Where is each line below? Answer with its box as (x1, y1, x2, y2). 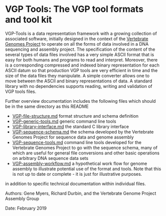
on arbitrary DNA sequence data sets (12, 155, 89, 161)
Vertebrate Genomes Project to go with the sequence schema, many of (12, 144, 158, 150)
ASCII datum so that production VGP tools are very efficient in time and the (5, 67, 158, 73)
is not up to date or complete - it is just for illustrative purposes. (12, 171, 142, 177)
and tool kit (5, 14, 52, 25)
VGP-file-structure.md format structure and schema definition (12, 113, 139, 119)
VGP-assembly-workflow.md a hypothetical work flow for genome (12, 160, 147, 166)
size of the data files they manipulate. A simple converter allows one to (5, 72, 150, 78)
